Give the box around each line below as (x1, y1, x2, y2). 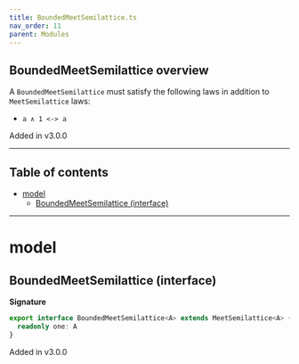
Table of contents (9, 164, 109, 179)
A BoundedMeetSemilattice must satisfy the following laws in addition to (9, 87, 270, 97)
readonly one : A (17, 322, 77, 331)
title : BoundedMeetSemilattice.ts (9, 12, 138, 22)
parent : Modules (9, 29, 69, 38)
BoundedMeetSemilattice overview (9, 62, 209, 78)
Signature (9, 296, 47, 307)
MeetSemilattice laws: (9, 95, 91, 107)
